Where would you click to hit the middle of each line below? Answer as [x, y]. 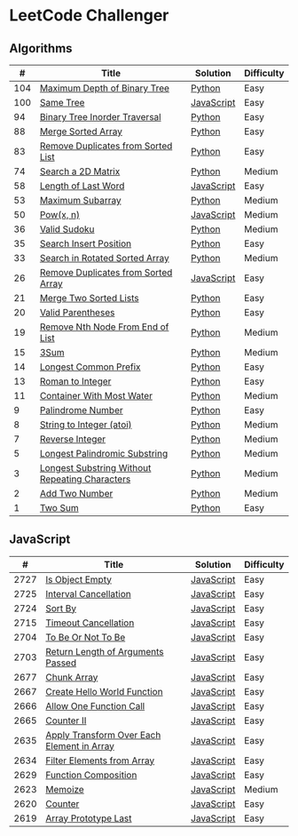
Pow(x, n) [59, 215]
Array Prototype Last [89, 818]
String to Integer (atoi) [86, 425]
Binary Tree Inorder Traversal [100, 117]
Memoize [65, 789]
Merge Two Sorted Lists [89, 298]
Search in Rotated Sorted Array [105, 258]
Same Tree [62, 103]
